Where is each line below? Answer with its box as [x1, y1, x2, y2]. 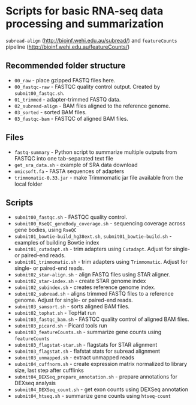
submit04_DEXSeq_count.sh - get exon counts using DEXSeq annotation [14, 386, 189, 393]
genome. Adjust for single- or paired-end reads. [14, 296, 133, 304]
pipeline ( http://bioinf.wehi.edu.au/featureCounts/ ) [5, 43, 130, 50]
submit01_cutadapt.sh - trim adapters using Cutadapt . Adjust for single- [14, 245, 190, 253]
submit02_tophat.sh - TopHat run [14, 309, 97, 317]
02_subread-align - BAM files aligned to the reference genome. [14, 102, 170, 109]
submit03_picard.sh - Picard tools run [14, 322, 107, 329]
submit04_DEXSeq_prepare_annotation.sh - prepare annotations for [14, 373, 178, 380]
